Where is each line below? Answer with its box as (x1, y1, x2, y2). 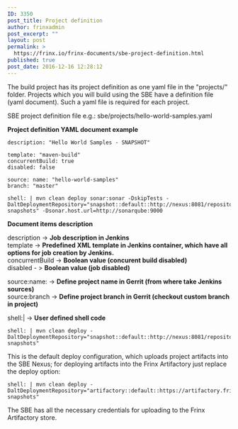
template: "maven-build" (7, 151, 81, 158)
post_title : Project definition (7, 17, 103, 24)
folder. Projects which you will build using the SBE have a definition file (7, 90, 214, 99)
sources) (7, 284, 35, 293)
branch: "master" (7, 182, 59, 189)
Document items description (7, 219, 93, 228)
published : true (7, 57, 55, 64)
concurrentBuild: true (7, 157, 74, 165)
